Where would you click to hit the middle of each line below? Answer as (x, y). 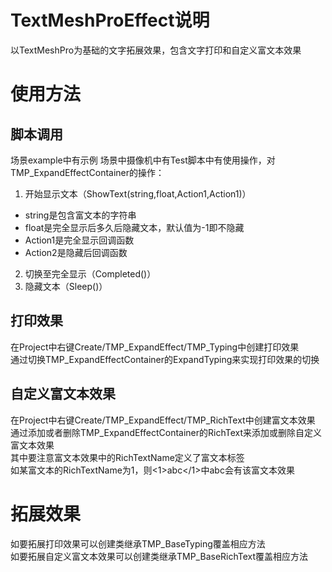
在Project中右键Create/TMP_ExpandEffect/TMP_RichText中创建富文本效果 (163, 420)
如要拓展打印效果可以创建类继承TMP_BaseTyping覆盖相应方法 (138, 543)
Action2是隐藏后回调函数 (76, 252)
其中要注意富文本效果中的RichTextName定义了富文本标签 (127, 457)
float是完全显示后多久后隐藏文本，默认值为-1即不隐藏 (134, 227)
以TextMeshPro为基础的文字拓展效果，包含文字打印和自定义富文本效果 (156, 50)
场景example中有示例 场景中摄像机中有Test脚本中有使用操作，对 (143, 160)
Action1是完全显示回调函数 (79, 240)
